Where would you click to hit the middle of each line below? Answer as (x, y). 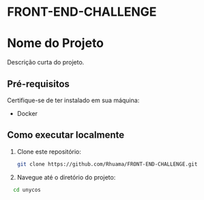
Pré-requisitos (39, 84)
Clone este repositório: (49, 151)
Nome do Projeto (56, 43)
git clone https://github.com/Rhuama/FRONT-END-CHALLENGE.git (107, 164)
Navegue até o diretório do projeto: (66, 177)
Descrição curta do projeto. (46, 62)
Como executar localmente (66, 135)
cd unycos (27, 190)
